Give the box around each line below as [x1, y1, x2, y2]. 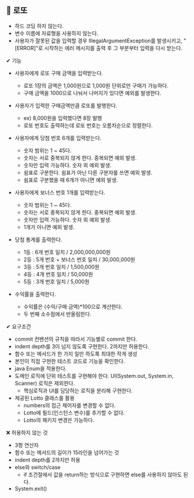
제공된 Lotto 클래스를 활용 [14, 394, 75, 401]
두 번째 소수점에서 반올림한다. [23, 310, 91, 317]
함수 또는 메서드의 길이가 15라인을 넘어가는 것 [14, 448, 120, 456]
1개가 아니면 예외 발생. [23, 223, 75, 230]
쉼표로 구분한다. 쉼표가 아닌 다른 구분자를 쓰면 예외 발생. [23, 169, 153, 176]
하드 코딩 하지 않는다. [14, 22, 64, 29]
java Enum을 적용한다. [14, 365, 67, 372]
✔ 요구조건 [6, 323, 31, 330]
